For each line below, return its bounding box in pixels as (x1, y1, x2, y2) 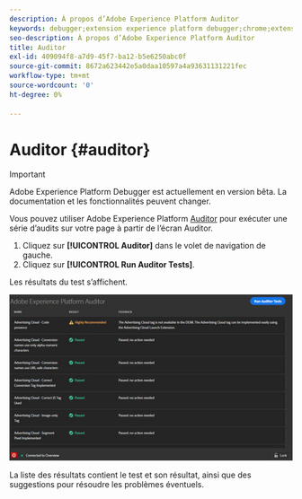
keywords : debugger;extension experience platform (9, 23, 203, 33)
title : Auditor (9, 43, 67, 52)
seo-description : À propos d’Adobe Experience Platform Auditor (9, 33, 255, 42)
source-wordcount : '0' (9, 81, 94, 90)
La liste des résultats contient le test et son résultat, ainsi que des (9, 469, 252, 480)
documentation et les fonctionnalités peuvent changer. (9, 196, 211, 206)
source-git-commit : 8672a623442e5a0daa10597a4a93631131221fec (9, 62, 247, 71)
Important (9, 169, 46, 179)
